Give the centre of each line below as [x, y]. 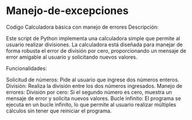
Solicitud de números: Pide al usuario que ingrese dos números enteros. [93, 80]
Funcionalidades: [27, 68]
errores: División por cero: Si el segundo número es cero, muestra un [89, 92]
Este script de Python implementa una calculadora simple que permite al [93, 38]
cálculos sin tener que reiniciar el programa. [59, 111]
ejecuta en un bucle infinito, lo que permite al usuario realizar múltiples [91, 104]
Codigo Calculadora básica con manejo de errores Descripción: [83, 27]
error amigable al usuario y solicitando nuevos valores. [72, 57]
